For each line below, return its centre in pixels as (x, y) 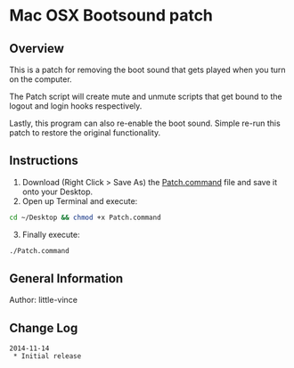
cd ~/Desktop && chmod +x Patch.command (86, 217)
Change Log (44, 327)
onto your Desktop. (57, 192)
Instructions (44, 161)
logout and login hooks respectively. (76, 106)
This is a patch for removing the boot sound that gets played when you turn (148, 70)
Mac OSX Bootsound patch (111, 16)
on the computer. (41, 79)
